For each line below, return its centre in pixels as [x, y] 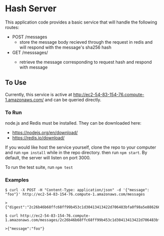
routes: [12, 27]
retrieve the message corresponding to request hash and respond [86, 62]
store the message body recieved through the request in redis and [86, 42]
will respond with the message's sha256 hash [65, 47]
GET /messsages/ [30, 52]
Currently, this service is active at [39, 94]
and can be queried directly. [73, 100]
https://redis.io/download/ [38, 138]
